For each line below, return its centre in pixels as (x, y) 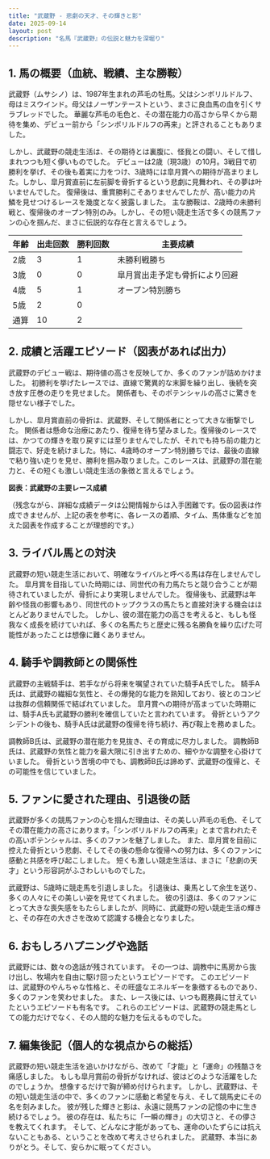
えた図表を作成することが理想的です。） (73, 525)
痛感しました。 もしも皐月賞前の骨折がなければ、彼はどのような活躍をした (133, 1076)
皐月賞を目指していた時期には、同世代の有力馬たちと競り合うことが (137, 584)
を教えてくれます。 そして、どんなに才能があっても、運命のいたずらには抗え (135, 1127)
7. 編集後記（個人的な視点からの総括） (104, 1046)
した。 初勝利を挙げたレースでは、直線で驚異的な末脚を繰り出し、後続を (129, 382)
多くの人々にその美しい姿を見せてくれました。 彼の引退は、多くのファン (129, 898)
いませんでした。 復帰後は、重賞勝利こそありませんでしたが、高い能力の (129, 192)
